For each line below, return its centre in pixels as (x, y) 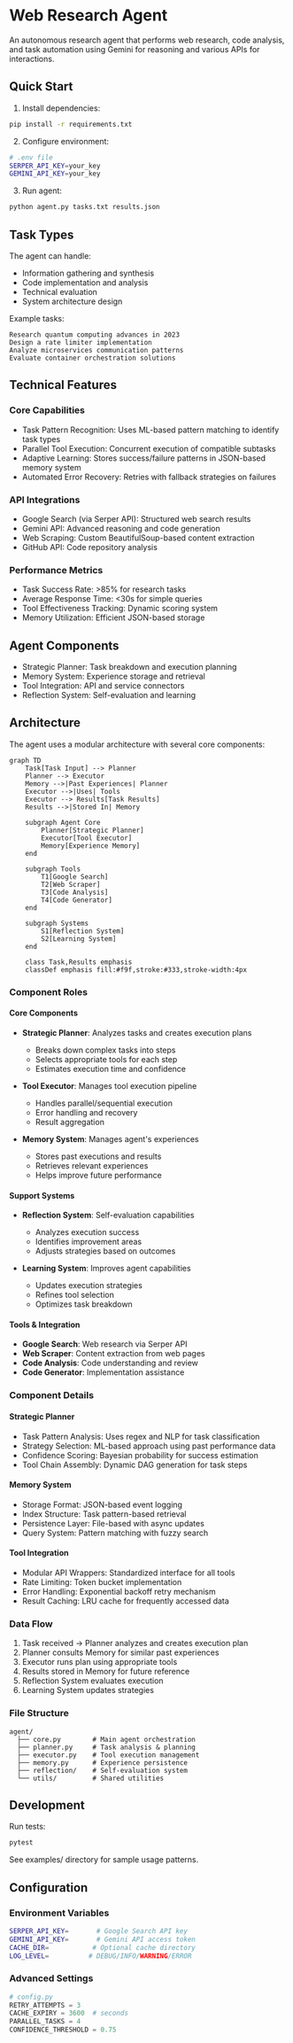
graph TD (25, 760)
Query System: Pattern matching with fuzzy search (115, 1533)
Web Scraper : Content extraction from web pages (113, 1354)
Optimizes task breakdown (84, 1304)
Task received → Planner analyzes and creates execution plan (135, 1643)
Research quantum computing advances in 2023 (94, 334)
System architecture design (72, 301)
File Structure (39, 1713)
